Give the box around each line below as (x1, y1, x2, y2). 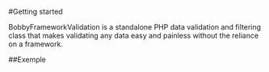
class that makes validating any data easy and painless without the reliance (8, 31, 259, 40)
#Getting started (8, 7, 63, 16)
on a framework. (8, 39, 63, 49)
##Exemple (8, 55, 47, 64)
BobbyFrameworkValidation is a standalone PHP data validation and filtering (8, 22, 261, 31)
